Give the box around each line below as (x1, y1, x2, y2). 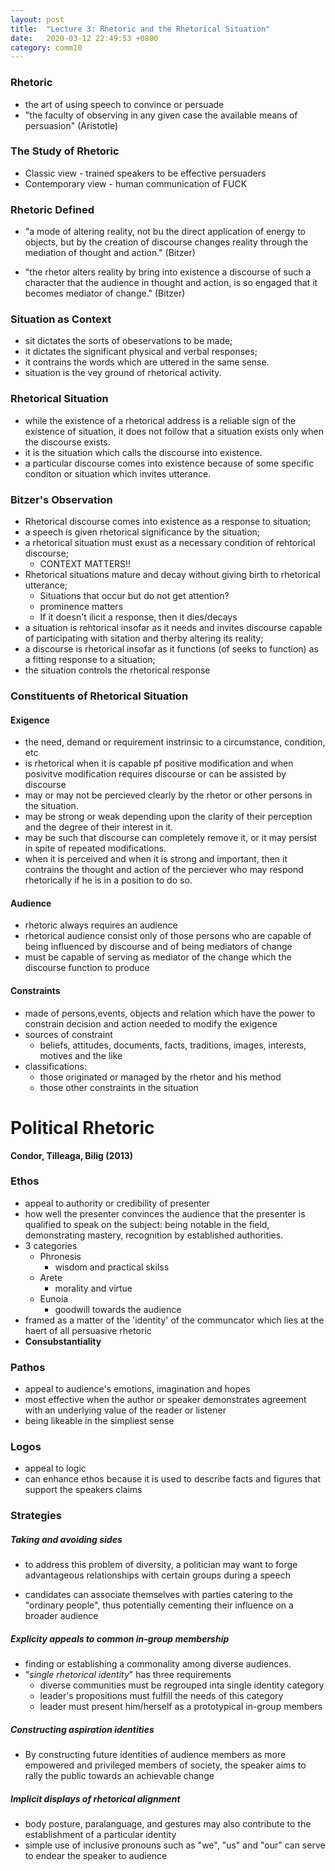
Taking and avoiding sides (10, 1533, 123, 1545)
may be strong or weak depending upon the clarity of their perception (24, 811, 313, 823)
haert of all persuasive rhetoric (24, 1324, 152, 1336)
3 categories (24, 1239, 78, 1251)
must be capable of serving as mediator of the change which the (24, 951, 292, 963)
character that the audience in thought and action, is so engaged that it (24, 277, 318, 289)
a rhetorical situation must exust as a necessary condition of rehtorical (24, 537, 316, 549)
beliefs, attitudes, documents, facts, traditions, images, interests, (39, 1039, 307, 1051)
